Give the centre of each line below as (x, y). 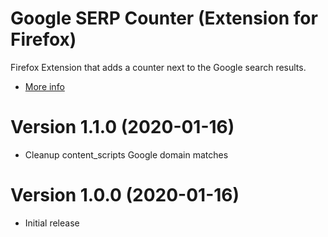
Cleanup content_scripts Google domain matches (126, 154)
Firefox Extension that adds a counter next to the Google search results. (158, 67)
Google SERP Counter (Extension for (164, 18)
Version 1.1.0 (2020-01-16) (122, 127)
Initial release (52, 223)
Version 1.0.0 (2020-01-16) (125, 195)
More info (44, 86)
